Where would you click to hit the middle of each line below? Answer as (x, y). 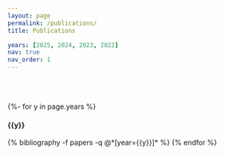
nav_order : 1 (29, 60)
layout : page (29, 16)
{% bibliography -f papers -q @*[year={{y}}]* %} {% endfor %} (112, 143)
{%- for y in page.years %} (52, 106)
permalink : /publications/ (52, 23)
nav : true (24, 53)
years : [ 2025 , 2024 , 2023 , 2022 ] (63, 45)
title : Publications (42, 30)
